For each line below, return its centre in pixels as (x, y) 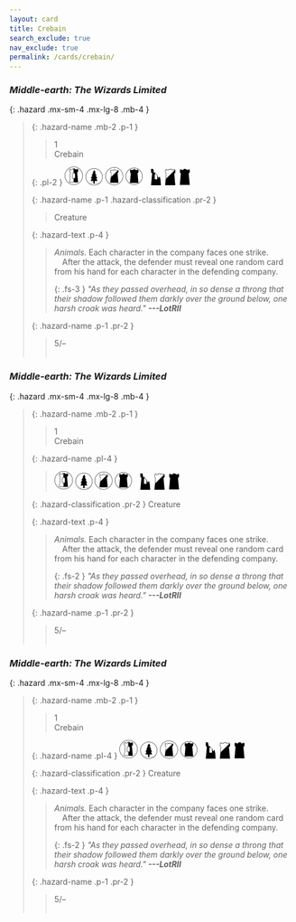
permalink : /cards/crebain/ (62, 57)
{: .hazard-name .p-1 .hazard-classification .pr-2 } (124, 200)
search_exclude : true (50, 38)
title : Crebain (38, 28)
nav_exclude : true (44, 48)
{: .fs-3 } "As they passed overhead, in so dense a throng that (169, 289)
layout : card (34, 19)
